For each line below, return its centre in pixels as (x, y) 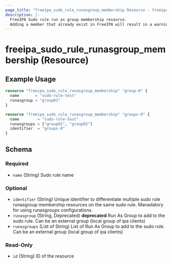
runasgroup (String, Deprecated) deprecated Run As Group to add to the (89, 215)
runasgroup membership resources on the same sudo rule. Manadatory (88, 205)
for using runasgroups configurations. (53, 210)
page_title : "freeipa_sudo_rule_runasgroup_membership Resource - (78, 10)
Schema (19, 149)
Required (17, 164)
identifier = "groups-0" (38, 129)
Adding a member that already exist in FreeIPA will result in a (81, 24)
